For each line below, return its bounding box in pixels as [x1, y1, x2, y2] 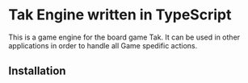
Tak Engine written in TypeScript [8, 6, 232, 24]
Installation [8, 64, 66, 78]
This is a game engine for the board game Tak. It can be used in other [8, 32, 241, 42]
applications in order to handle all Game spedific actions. [8, 40, 198, 50]
